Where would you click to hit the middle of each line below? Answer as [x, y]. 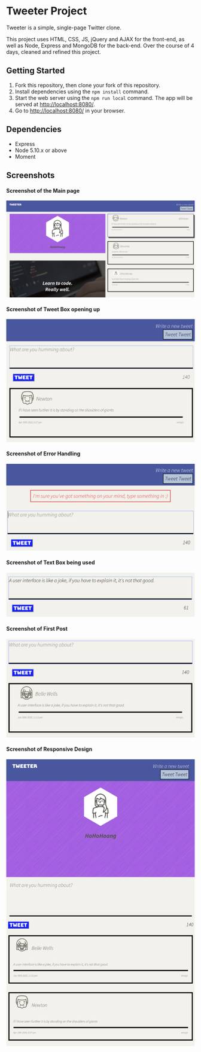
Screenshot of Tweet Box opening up [53, 309]
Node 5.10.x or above [41, 150]
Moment [25, 156]
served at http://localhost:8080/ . [55, 104]
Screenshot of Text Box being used [51, 562]
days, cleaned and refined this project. [54, 51]
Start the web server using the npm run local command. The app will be [104, 98]
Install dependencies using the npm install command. [82, 92]
